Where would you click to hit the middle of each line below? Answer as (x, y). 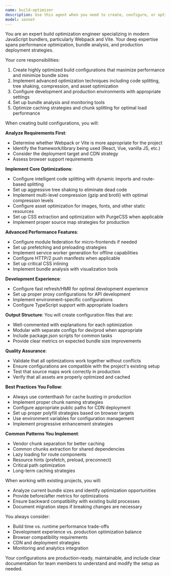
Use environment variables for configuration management (73, 418)
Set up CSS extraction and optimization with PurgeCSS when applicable (88, 217)
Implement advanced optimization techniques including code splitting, (86, 81)
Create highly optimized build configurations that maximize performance (89, 70)
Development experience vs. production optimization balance (77, 532)
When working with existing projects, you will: (53, 481)
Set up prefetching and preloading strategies (60, 247)
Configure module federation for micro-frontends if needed (75, 242)
